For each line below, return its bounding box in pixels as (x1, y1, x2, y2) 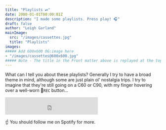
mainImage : (5, 30, 28, 35)
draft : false (5, 21, 32, 26)
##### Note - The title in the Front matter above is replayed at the (5, 58, 154, 63)
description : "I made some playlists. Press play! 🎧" (5, 16, 120, 21)
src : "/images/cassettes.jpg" (9, 35, 72, 40)
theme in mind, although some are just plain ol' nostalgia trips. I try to (5, 77, 146, 83)
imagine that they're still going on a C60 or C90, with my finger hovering (5, 82, 152, 88)
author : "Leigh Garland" (5, 26, 56, 31)
